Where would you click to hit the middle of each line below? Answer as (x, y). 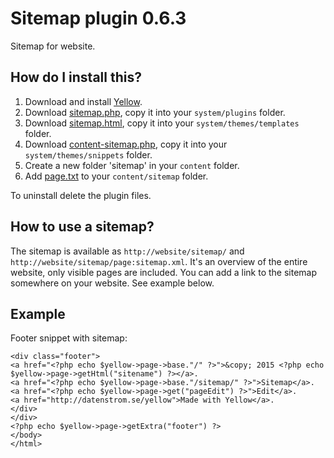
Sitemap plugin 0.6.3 (98, 18)
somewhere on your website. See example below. (112, 283)
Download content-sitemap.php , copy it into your (126, 144)
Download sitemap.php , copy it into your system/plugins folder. (155, 112)
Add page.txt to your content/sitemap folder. (116, 176)
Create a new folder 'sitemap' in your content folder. (132, 165)
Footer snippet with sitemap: (69, 338)
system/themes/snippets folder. (88, 154)
